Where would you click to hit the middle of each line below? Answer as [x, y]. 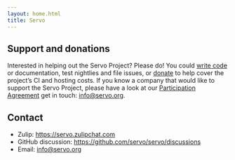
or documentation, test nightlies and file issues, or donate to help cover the [116, 73]
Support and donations [59, 49]
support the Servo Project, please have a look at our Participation [102, 88]
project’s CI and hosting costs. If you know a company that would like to [111, 81]
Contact [25, 118]
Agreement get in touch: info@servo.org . [66, 95]
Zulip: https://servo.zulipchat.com [66, 135]
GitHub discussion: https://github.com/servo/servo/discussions [109, 142]
